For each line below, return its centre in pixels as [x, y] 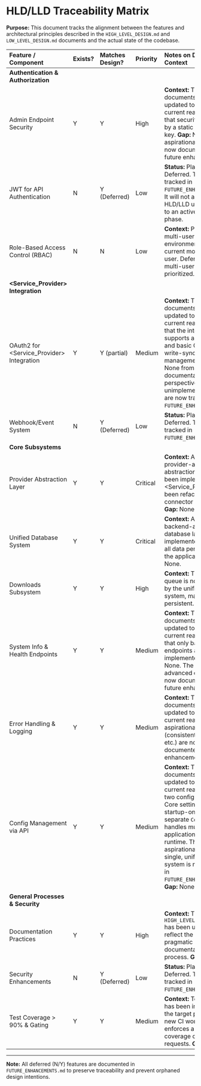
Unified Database [33, 538]
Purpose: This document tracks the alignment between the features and [95, 28]
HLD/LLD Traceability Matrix [78, 11]
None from [179, 368]
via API [19, 831]
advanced [178, 673]
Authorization [29, 80]
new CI [174, 1021]
